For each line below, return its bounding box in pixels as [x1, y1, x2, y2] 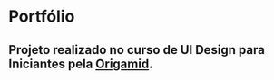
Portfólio [8, 6, 75, 27]
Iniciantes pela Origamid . [8, 56, 153, 71]
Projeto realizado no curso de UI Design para [8, 42, 265, 58]
